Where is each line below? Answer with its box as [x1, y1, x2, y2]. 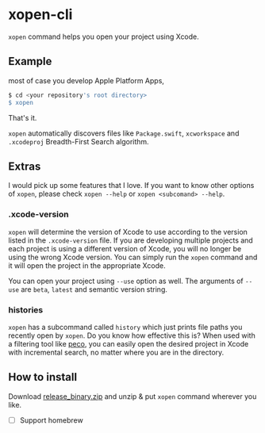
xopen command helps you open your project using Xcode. [8, 32, 200, 41]
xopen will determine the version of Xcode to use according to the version [8, 227, 248, 236]
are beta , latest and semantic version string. [21, 284, 168, 294]
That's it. [8, 113, 37, 122]
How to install [8, 370, 78, 384]
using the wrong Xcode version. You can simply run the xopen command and [8, 252, 258, 262]
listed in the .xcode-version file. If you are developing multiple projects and [8, 236, 254, 245]
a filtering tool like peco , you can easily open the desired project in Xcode [8, 339, 249, 348]
